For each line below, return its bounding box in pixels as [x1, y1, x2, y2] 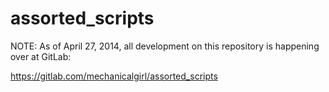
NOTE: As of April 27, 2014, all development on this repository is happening [10, 40, 320, 52]
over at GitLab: [10, 50, 72, 62]
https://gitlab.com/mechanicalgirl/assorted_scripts [10, 70, 218, 82]
